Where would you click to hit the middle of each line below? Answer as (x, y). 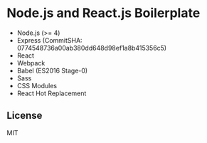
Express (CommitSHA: (49, 40)
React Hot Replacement (52, 93)
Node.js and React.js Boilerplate (103, 13)
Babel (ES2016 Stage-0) (52, 70)
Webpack (31, 63)
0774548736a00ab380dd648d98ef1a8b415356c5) (92, 48)
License (25, 116)
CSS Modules (37, 85)
